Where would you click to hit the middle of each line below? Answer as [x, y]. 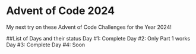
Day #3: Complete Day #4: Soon [46, 45]
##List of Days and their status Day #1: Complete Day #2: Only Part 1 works [98, 38]
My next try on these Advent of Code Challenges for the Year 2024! [89, 27]
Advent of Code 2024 [60, 11]
